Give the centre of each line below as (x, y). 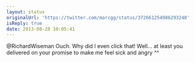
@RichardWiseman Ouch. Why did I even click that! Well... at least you (95, 46)
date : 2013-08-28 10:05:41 (41, 29)
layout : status (26, 12)
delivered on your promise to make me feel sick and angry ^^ (83, 53)
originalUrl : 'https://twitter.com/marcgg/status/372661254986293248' (98, 18)
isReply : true (24, 23)
